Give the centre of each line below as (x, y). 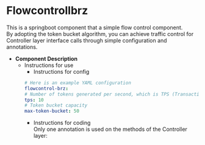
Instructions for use (49, 65)
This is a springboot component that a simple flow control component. (95, 27)
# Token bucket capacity (56, 105)
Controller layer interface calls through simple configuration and (87, 40)
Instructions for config (61, 71)
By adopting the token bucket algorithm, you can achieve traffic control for (100, 34)
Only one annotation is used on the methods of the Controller (110, 129)
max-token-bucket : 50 (52, 111)
